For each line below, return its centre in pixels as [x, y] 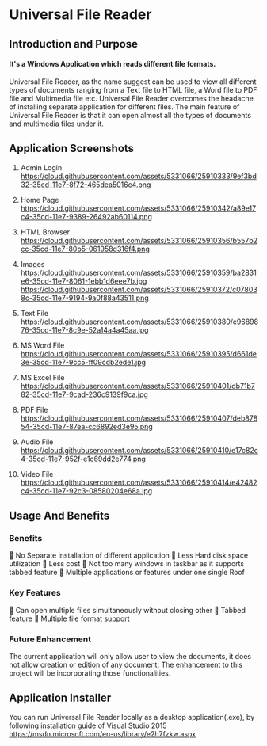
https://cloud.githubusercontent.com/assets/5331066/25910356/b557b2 [139, 240]
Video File [37, 474]
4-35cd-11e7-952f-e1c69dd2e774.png [83, 459]
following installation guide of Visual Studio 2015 [88, 725]
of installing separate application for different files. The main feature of [124, 107]
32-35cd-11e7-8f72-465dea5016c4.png [86, 185]
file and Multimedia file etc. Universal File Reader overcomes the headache [132, 98]
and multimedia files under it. [56, 124]
